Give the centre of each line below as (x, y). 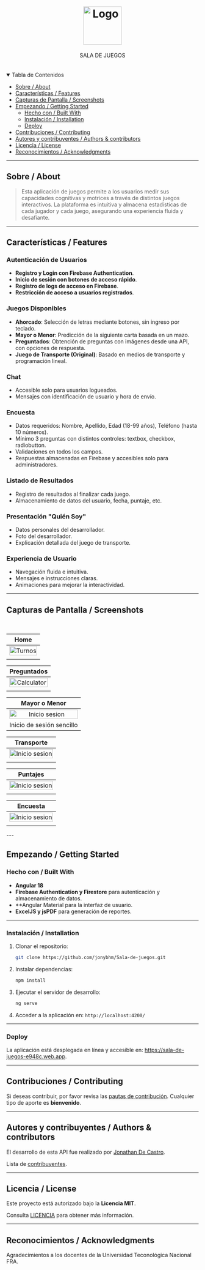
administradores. (36, 465)
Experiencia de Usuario (41, 558)
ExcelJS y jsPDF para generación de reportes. (74, 911)
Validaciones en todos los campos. (59, 452)
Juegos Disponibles (36, 308)
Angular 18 (29, 885)
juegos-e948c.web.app (36, 1056)
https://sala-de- (164, 1050)
